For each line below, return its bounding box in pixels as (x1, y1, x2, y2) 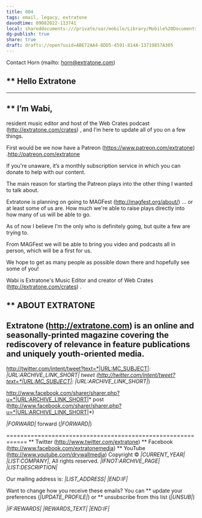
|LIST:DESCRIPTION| (6, 463, 58, 471)
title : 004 (6, 8, 34, 15)
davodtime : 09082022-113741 (6, 20, 77, 26)
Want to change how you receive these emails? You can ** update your (6, 487, 183, 494)
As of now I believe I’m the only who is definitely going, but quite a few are (6, 222, 191, 230)
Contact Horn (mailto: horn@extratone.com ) (6, 58, 115, 66)
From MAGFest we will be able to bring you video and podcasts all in (6, 240, 176, 248)
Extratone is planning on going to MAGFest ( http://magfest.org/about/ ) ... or (6, 198, 194, 205)
